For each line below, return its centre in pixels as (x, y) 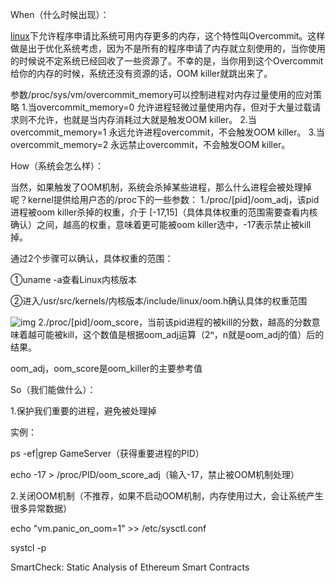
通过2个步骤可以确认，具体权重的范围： (92, 258)
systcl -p (28, 547)
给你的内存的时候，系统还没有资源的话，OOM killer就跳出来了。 (141, 73)
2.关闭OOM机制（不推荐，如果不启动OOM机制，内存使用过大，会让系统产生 (167, 496)
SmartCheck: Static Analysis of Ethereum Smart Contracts (130, 567)
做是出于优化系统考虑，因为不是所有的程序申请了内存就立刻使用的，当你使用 (168, 48)
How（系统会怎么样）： (57, 166)
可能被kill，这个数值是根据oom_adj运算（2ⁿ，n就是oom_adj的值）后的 (180, 334)
